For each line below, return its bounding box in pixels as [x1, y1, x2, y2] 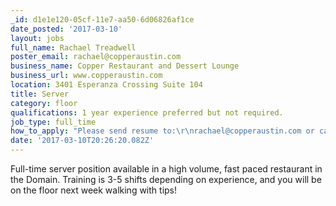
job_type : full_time [10, 117, 97, 127]
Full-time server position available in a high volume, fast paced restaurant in [10, 163, 323, 175]
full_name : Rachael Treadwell [10, 42, 137, 53]
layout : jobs [10, 33, 65, 43]
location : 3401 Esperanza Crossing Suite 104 [10, 80, 203, 90]
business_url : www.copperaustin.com [10, 71, 163, 81]
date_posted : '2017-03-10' [10, 24, 123, 34]
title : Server [10, 89, 70, 99]
